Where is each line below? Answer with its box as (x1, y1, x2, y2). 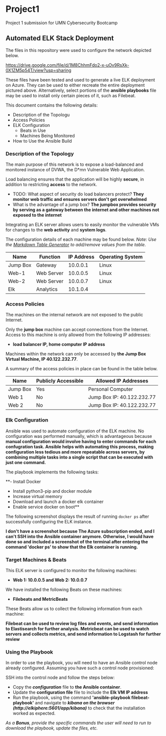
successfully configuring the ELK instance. (5, 518, 93, 524)
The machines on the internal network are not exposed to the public (5, 312, 143, 318)
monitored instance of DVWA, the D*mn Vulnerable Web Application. (5, 167, 145, 173)
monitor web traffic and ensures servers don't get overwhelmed (12, 196, 147, 202)
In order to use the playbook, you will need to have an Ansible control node (5, 660, 158, 666)
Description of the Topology (5, 150, 74, 157)
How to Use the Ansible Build (12, 138, 72, 144)
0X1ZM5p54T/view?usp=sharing (5, 67, 72, 73)
